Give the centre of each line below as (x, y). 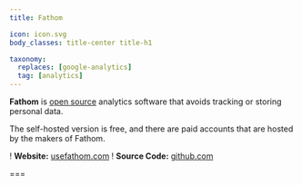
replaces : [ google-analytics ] (75, 68)
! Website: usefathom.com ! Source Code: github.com (111, 156)
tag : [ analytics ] (50, 76)
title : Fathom (36, 18)
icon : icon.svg (38, 34)
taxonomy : (28, 59)
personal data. (36, 111)
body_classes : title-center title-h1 (81, 43)
